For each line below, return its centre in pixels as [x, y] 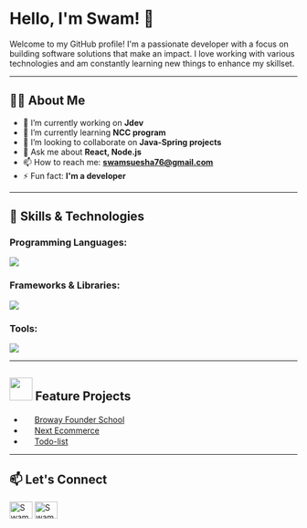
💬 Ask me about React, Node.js [82, 152]
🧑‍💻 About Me [48, 101]
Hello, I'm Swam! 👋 [82, 19]
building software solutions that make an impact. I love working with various [152, 53]
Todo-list [51, 441]
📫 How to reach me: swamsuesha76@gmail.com [118, 162]
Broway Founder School [79, 419]
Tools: [24, 328]
